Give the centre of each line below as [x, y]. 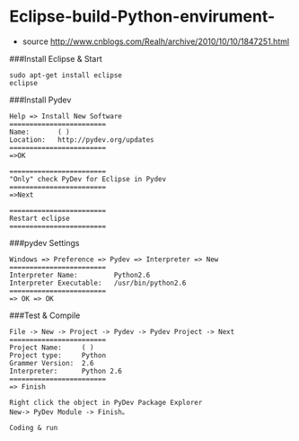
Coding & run [34, 428]
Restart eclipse [40, 218]
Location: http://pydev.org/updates [82, 140]
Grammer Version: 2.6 [52, 363]
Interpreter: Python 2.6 [66, 371]
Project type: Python [57, 355]
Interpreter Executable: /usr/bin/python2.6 [98, 283]
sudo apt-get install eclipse [66, 75]
